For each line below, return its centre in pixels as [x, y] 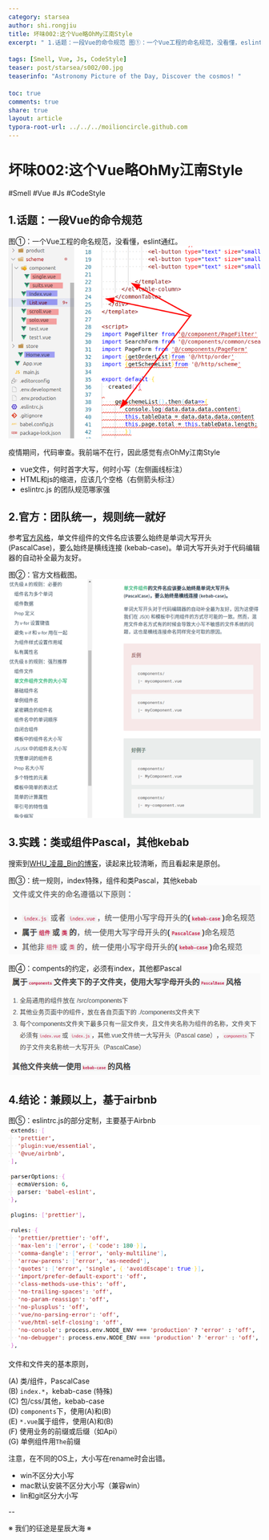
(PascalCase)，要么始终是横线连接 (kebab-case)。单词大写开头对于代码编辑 [134, 548]
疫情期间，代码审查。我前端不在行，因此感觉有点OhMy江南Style [114, 452]
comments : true [34, 102]
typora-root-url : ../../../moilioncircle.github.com [98, 127]
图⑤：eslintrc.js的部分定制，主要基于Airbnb [82, 1121]
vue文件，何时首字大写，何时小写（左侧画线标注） [103, 469]
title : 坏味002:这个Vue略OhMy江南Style [70, 34]
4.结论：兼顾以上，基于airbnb [83, 1099]
